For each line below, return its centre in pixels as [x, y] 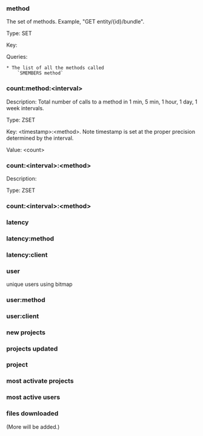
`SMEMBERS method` [40, 73]
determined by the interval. [40, 138]
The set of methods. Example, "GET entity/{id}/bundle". [75, 22]
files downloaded [32, 414]
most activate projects [40, 381]
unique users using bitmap [39, 284]
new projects [26, 332]
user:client [23, 316]
